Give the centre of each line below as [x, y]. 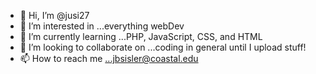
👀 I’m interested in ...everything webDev [102, 26]
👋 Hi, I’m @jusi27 [54, 15]
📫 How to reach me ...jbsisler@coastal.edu [109, 58]
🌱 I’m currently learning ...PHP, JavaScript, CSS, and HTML [141, 36]
